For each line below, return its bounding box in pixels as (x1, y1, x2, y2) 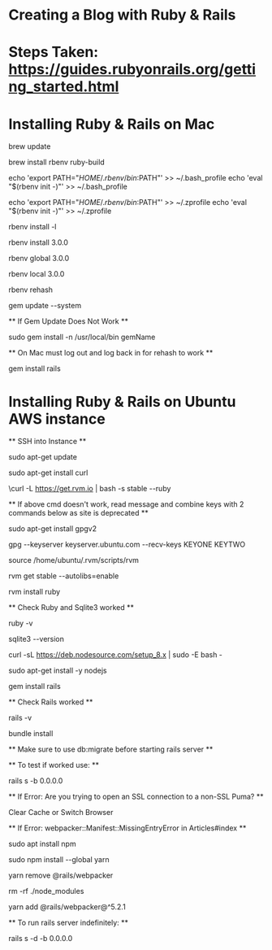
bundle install (8, 729, 54, 739)
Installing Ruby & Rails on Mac (8, 115, 215, 133)
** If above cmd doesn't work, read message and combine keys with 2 (8, 499, 244, 509)
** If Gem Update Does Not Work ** (8, 316, 128, 326)
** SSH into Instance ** (8, 437, 87, 447)
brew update (8, 142, 51, 151)
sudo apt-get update (8, 452, 77, 462)
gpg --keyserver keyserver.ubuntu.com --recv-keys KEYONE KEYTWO (8, 539, 246, 550)
